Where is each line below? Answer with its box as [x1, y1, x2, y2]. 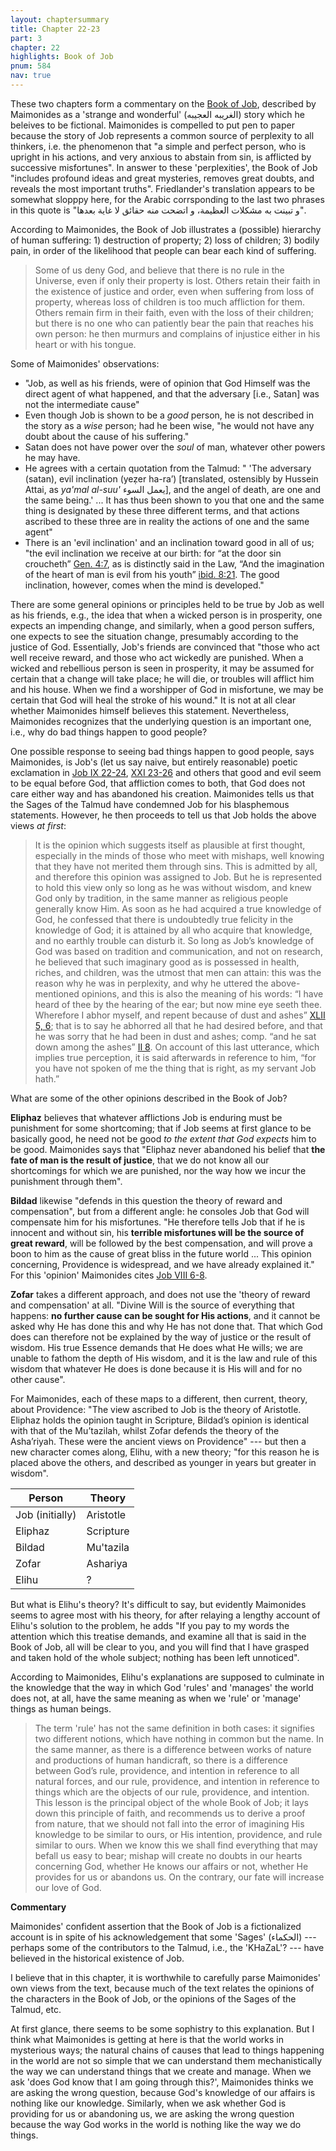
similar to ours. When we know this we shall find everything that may [34, 1839, 318, 1851]
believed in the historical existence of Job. [10, 1952, 185, 1964]
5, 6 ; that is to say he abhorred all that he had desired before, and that [34, 1019, 323, 1031]
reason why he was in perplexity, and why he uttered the [34, 977, 269, 989]
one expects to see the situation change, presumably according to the [10, 630, 299, 642]
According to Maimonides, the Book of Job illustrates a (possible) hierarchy [10, 223, 322, 235]
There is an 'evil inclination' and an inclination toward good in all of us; [24, 536, 315, 548]
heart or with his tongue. [34, 338, 137, 350]
